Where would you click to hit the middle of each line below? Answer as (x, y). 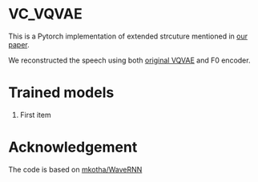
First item (35, 115)
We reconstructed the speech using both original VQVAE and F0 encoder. (129, 60)
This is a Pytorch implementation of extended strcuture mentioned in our (128, 36)
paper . (19, 44)
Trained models (61, 93)
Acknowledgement (73, 147)
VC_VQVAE (45, 14)
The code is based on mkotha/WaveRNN (75, 169)
